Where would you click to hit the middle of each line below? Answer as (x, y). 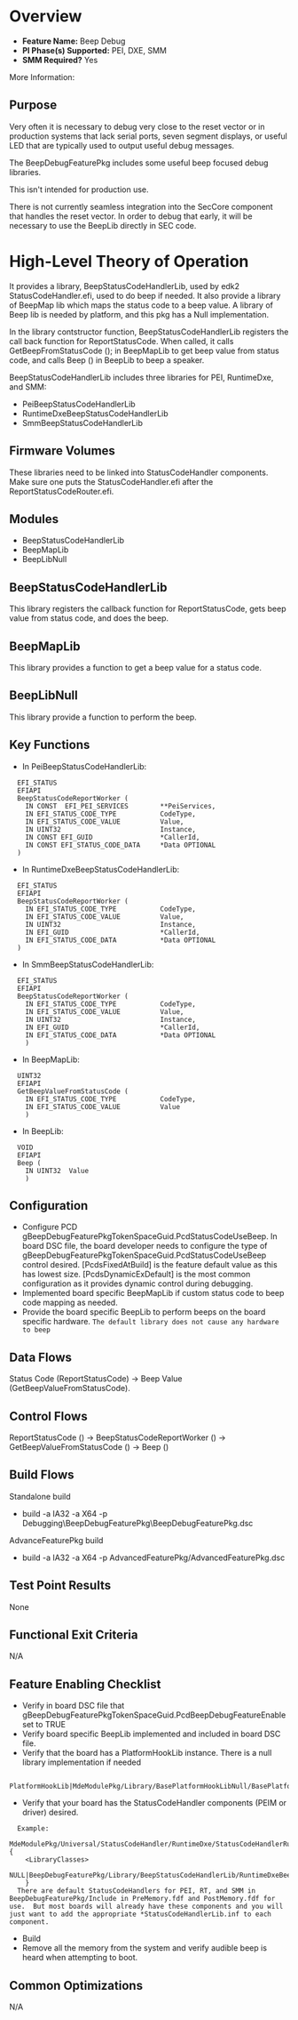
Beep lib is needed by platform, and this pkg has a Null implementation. (139, 314)
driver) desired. (50, 1813)
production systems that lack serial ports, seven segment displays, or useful (149, 136)
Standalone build (40, 1496)
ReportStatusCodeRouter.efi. (62, 491)
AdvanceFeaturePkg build (56, 1540)
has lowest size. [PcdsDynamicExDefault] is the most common (136, 1275)
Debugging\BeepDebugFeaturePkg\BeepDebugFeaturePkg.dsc (137, 1523)
